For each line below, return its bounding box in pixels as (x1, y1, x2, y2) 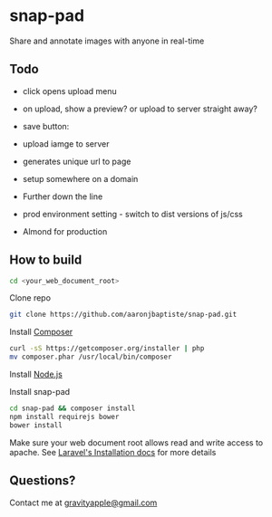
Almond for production (22, 225, 108, 236)
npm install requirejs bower (9, 412, 120, 421)
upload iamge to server (22, 138, 110, 149)
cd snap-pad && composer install (9, 404, 136, 413)
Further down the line (22, 191, 103, 202)
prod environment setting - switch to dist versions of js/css (22, 208, 243, 219)
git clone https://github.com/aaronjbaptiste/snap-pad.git (9, 310, 238, 320)
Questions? (9, 473, 76, 489)
